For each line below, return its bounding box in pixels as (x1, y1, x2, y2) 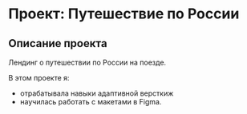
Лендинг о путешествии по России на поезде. (8, 57, 167, 67)
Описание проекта (8, 37, 107, 50)
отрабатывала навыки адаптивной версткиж (19, 88, 174, 98)
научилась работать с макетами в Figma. (19, 97, 162, 106)
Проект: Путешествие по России (8, 5, 240, 23)
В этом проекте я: (8, 73, 70, 82)
